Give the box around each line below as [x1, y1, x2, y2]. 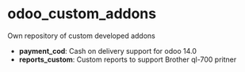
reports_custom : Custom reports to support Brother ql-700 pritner [18, 55, 237, 64]
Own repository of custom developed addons [7, 31, 155, 40]
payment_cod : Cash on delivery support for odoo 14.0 [18, 46, 197, 55]
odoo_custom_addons [7, 5, 156, 23]
